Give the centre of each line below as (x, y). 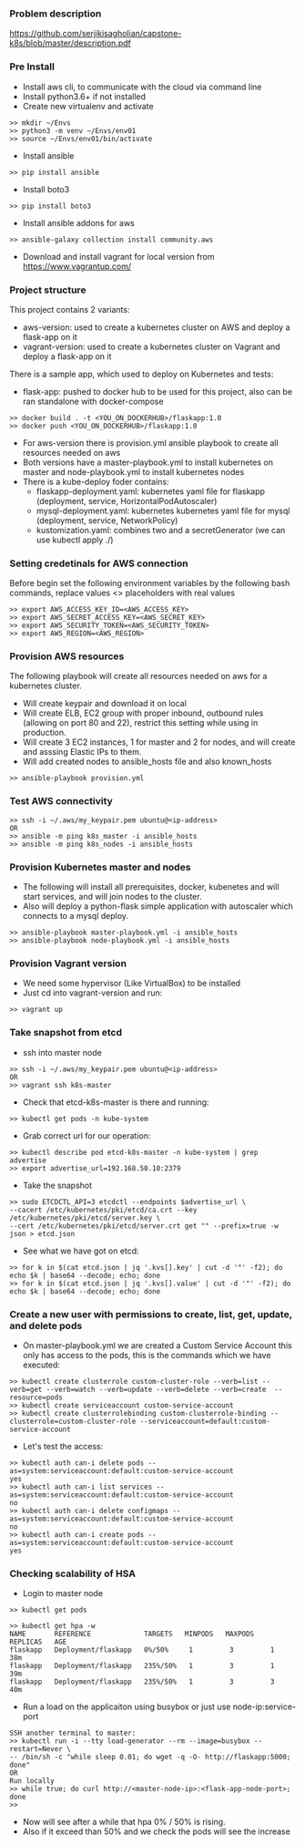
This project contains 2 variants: (70, 309)
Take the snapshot (57, 1185)
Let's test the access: (63, 1446)
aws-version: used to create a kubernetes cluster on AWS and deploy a (156, 327)
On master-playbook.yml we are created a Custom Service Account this (158, 1345)
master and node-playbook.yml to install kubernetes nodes (133, 471)
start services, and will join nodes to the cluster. (112, 897)
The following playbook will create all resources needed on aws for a (138, 676)
